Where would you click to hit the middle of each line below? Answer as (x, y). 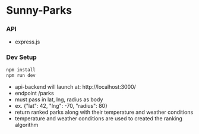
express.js (27, 42)
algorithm (26, 124)
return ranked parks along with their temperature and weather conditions (104, 112)
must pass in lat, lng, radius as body (59, 99)
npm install (21, 70)
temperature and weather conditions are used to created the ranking (99, 118)
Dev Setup (21, 57)
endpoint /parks (34, 93)
